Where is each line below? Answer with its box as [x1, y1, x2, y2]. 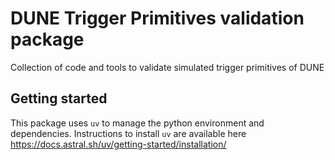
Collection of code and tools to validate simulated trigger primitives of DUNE [10, 61, 325, 73]
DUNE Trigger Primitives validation [10, 7, 305, 30]
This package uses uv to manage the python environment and [10, 117, 265, 129]
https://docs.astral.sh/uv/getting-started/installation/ [10, 138, 227, 150]
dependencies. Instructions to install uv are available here [10, 127, 247, 139]
